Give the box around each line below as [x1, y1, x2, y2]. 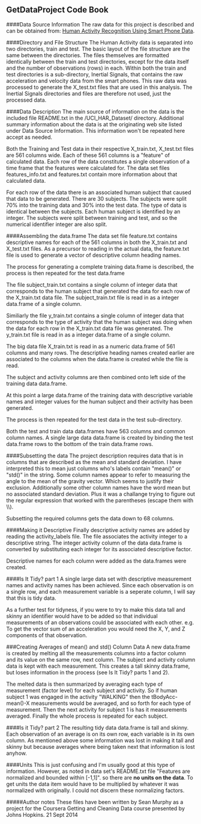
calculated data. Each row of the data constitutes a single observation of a [6, 157, 190, 165]
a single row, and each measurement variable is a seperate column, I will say [6, 588, 196, 595]
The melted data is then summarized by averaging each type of [6, 680, 163, 688]
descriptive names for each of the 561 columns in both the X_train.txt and [6, 239, 188, 246]
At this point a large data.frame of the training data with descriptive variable [6, 391, 193, 398]
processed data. [6, 96, 47, 103]
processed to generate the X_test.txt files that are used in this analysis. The [6, 84, 193, 91]
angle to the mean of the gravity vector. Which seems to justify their [6, 477, 174, 484]
